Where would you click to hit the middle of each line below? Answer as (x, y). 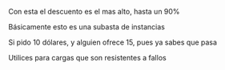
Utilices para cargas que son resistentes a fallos (87, 58)
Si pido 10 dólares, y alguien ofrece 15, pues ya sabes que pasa (113, 42)
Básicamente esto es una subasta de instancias (87, 27)
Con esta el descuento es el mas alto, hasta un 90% (94, 12)
